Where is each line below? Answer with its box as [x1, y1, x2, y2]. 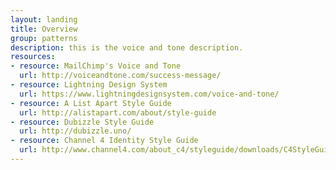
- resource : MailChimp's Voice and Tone [10, 61, 182, 71]
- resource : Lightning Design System [10, 80, 168, 90]
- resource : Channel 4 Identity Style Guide [10, 136, 199, 146]
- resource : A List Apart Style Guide [10, 98, 172, 108]
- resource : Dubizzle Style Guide [10, 117, 155, 127]
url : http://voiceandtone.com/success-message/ [19, 71, 222, 81]
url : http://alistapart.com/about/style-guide [19, 107, 217, 118]
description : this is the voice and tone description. [10, 42, 244, 53]
